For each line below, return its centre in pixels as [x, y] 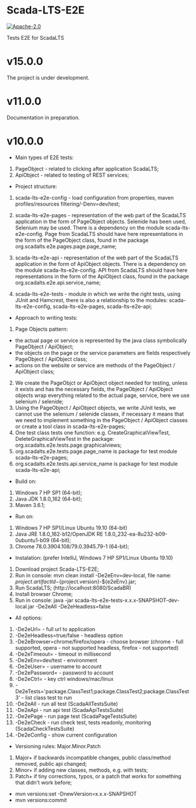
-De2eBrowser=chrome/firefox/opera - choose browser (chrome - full [99, 641]
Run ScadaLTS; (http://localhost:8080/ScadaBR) [73, 588]
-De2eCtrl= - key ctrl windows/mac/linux [64, 679]
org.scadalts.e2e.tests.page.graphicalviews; [68, 445]
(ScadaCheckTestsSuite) [45, 728]
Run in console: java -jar [44, 600]
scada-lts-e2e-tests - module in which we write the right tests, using [98, 294]
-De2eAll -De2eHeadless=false [73, 606]
